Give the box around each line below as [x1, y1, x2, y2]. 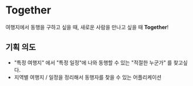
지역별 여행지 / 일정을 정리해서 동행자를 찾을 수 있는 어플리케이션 [13, 74, 162, 81]
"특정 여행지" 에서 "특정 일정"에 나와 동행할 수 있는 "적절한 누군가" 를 [13, 59, 172, 66]
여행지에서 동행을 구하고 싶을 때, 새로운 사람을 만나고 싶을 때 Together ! [5, 23, 169, 30]
